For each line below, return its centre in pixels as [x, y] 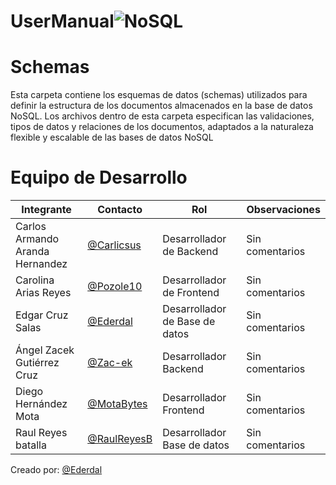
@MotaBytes [117, 404]
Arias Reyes [43, 293]
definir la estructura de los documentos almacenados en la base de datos [161, 106]
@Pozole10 [115, 287]
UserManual [62, 21]
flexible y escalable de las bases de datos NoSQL [112, 137]
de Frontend [191, 293]
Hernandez [41, 264]
